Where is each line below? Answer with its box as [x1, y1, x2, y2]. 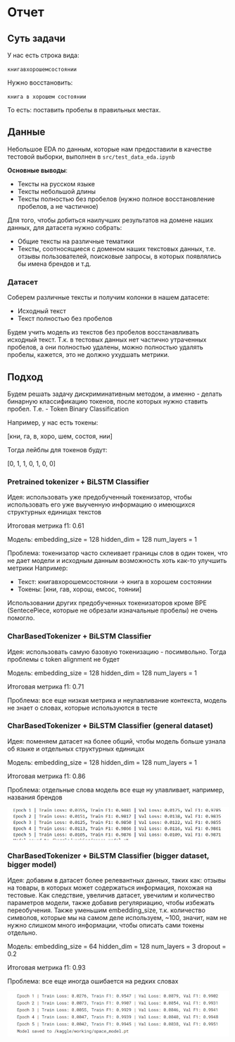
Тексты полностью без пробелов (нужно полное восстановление [17, 195, 215, 203]
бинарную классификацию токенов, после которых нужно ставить [7, 396, 208, 406]
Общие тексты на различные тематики [17, 237, 135, 246]
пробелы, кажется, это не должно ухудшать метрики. [7, 351, 170, 359]
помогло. [7, 614, 35, 622]
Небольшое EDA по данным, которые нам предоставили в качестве [7, 145, 212, 153]
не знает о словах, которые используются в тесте [7, 703, 158, 712]
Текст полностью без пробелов [17, 315, 113, 323]
